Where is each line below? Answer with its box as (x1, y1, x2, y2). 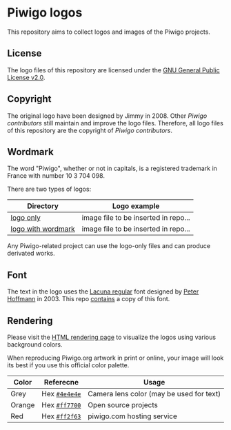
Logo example (112, 201, 160, 211)
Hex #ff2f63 (41, 411, 81, 421)
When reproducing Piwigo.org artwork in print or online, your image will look (7, 354, 224, 362)
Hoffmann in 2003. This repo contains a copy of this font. (7, 295, 170, 303)
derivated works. (7, 249, 55, 258)
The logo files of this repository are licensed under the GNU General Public (7, 65, 220, 74)
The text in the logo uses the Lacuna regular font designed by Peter (7, 287, 199, 296)
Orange (10, 400, 35, 409)
